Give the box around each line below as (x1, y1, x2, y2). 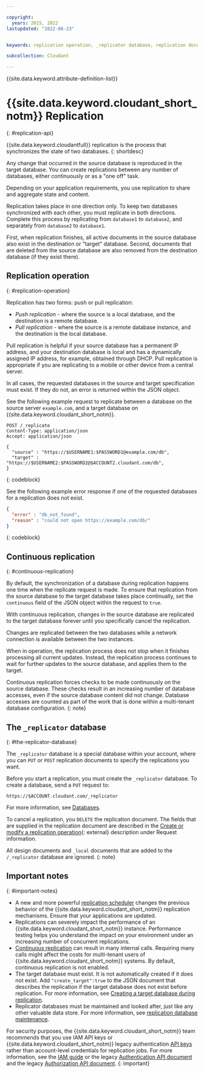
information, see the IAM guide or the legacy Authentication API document (6, 1053, 192, 1060)
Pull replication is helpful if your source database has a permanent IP (6, 342, 178, 349)
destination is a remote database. (15, 317, 99, 324)
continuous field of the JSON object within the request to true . (6, 599, 162, 606)
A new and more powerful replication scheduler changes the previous (15, 899, 190, 906)
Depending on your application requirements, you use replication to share (6, 184, 191, 192)
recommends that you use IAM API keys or (6, 1033, 114, 1041)
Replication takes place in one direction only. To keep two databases (6, 202, 178, 210)
